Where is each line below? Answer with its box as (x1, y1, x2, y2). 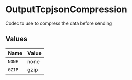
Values (5, 35, 28, 43)
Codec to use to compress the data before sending (5, 20, 112, 26)
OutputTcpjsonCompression (5, 4, 128, 15)
